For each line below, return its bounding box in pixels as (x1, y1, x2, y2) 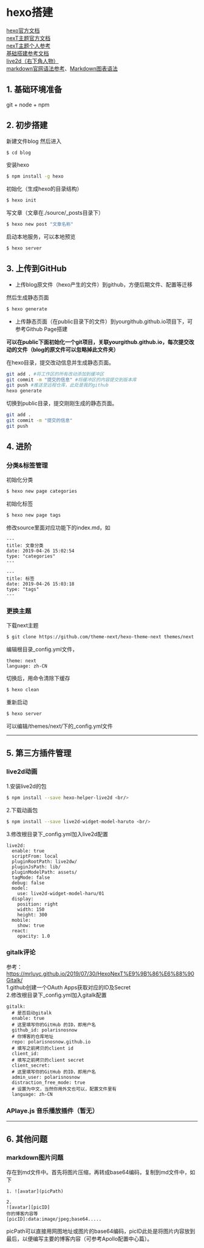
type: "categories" (6, 553, 56, 560)
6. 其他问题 (6, 1134, 48, 1144)
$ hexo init (6, 197, 36, 204)
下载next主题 (6, 622, 39, 629)
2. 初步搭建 (6, 120, 48, 131)
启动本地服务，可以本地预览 (6, 233, 76, 240)
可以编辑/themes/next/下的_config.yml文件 (6, 722, 114, 730)
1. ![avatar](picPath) (6, 1188, 64, 1194)
